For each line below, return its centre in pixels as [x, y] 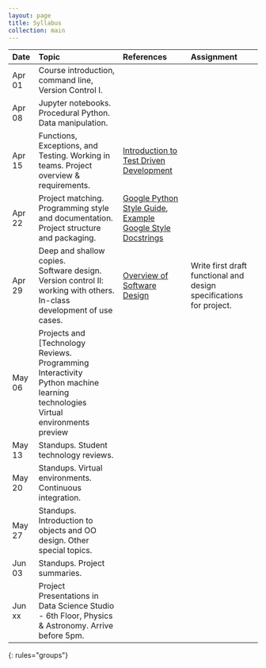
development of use [76, 310]
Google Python [150, 198]
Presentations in [68, 596]
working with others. [76, 290]
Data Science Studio [76, 606]
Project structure [70, 228]
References [145, 57]
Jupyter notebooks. [75, 103]
